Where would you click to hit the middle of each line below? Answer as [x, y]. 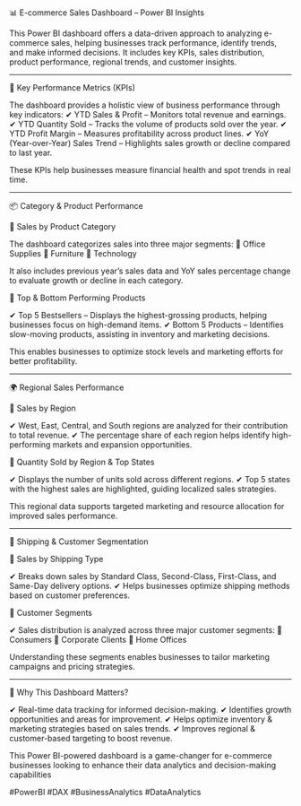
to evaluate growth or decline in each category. [96, 280]
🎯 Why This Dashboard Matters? [69, 692]
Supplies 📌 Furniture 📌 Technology [73, 253]
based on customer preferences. [70, 595]
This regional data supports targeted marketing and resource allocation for [147, 506]
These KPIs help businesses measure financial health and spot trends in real [150, 170]
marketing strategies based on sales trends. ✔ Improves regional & [132, 728]
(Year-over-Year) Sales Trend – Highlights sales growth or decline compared [150, 143]
